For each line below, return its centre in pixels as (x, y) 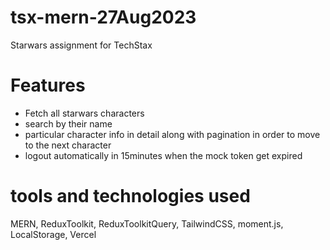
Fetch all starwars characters (84, 113)
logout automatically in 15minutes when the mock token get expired (163, 155)
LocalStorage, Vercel (53, 234)
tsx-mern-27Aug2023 (103, 17)
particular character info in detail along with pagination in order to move (172, 134)
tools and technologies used (130, 196)
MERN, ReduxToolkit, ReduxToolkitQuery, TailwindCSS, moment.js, (147, 223)
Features (48, 85)
